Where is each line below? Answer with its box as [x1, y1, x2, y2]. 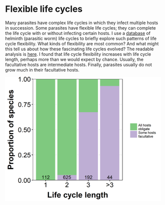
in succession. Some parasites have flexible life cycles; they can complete [5, 25, 156, 31]
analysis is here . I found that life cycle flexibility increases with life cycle [5, 51, 152, 57]
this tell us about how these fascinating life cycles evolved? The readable [5, 46, 154, 52]
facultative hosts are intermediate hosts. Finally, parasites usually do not [5, 62, 152, 68]
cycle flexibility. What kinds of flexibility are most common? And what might [5, 40, 159, 46]
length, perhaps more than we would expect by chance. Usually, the [5, 56, 144, 62]
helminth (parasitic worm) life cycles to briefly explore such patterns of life [5, 35, 157, 41]
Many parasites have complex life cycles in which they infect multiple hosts [5, 20, 158, 26]
